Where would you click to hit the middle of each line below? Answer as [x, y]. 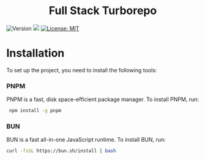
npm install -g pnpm [35, 111]
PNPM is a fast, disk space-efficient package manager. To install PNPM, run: [103, 99]
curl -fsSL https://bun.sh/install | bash [61, 151]
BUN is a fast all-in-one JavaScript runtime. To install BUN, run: [86, 140]
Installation [35, 53]
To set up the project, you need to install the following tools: [82, 70]
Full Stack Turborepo [103, 11]
